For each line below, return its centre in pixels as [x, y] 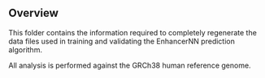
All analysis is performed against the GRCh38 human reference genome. [130, 65]
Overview [34, 13]
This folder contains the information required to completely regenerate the [133, 32]
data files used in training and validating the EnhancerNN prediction [122, 41]
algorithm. [26, 49]
